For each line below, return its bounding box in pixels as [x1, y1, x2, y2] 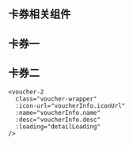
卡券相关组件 [8, 7, 71, 21]
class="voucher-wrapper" [15, 94, 97, 103]
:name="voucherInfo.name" [15, 109, 101, 116]
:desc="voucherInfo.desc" [15, 116, 101, 124]
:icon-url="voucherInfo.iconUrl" [15, 101, 126, 109]
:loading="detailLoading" [15, 122, 101, 131]
